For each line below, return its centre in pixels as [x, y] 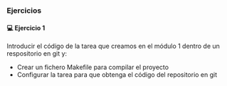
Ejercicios [24, 11]
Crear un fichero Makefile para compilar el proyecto [93, 67]
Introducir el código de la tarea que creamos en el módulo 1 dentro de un [113, 46]
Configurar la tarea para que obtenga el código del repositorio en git [117, 75]
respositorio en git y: [37, 54]
